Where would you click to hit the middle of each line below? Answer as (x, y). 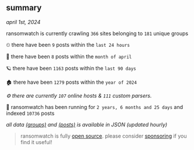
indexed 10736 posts (30, 113)
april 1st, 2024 (23, 22)
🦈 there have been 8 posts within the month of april (69, 56)
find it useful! (36, 142)
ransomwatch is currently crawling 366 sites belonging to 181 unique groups (97, 33)
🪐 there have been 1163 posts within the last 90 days (71, 68)
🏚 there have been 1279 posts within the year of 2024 (72, 82)
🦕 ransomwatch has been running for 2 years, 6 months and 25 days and (95, 107)
